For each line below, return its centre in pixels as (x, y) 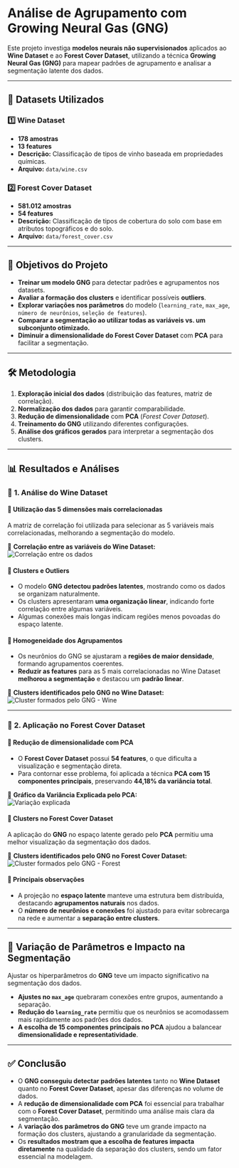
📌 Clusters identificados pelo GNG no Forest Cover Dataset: (97, 856)
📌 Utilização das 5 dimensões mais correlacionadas (85, 510)
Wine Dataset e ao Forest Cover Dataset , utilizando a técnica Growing (112, 56)
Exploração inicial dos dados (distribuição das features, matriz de (115, 394)
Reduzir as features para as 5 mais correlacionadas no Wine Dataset (119, 671)
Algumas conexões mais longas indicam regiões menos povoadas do (119, 616)
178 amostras (38, 138)
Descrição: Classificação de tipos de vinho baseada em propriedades (120, 154)
